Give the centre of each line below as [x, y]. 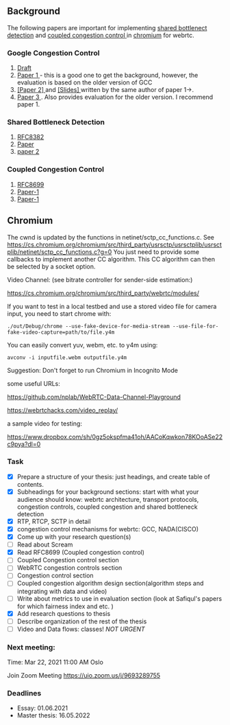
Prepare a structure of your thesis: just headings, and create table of [113, 476]
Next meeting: [31, 647]
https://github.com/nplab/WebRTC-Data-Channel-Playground [94, 397]
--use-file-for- [195, 326]
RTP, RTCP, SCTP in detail [54, 521]
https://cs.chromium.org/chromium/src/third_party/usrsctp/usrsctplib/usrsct [115, 244]
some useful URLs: [34, 383]
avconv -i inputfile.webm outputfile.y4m [67, 357]
